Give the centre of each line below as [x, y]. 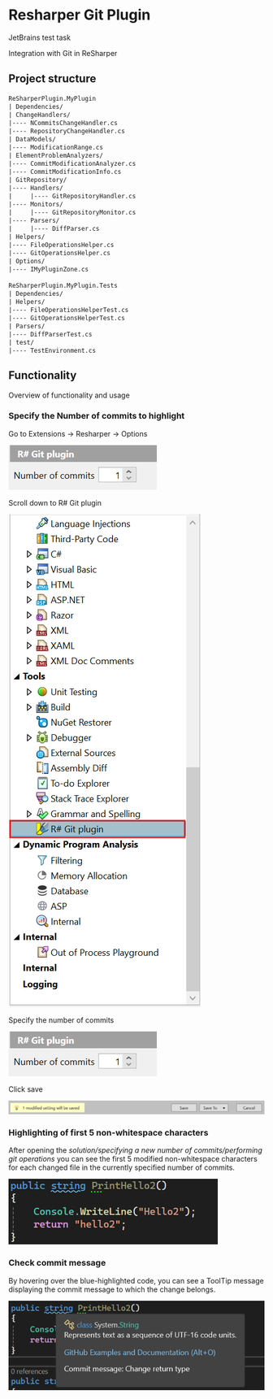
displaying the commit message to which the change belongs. [112, 1289]
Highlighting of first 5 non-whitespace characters [108, 1132]
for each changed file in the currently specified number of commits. [122, 1167]
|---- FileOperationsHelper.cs [61, 245]
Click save [26, 1089]
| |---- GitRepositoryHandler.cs [72, 196]
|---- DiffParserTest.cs [50, 334]
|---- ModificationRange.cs [56, 147]
